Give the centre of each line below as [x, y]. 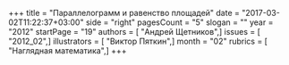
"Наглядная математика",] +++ [68, 51]
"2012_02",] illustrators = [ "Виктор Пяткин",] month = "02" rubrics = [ [138, 41]
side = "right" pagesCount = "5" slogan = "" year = [179, 22]
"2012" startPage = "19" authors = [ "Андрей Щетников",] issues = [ [135, 32]
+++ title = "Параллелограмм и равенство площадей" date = [124, 13]
